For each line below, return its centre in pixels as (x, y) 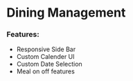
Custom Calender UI (45, 57)
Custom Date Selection (49, 64)
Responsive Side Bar (46, 49)
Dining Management (66, 13)
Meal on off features (46, 71)
